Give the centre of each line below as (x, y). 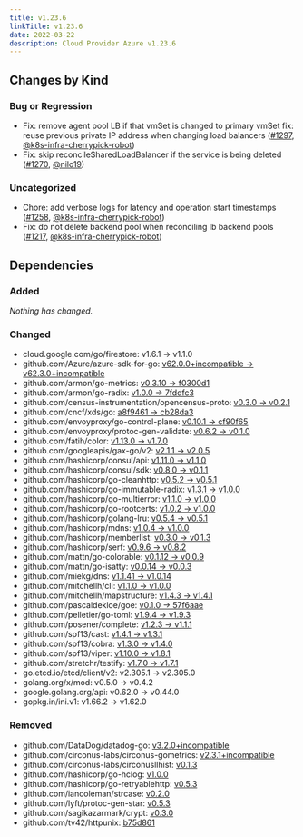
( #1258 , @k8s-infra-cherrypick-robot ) (93, 217)
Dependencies (51, 265)
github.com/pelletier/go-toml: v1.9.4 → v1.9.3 (107, 615)
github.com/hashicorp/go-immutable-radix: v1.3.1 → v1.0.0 (131, 489)
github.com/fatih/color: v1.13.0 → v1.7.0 (95, 441)
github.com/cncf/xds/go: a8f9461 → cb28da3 (108, 412)
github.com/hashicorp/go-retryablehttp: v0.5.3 (110, 783)
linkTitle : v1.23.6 (46, 26)
